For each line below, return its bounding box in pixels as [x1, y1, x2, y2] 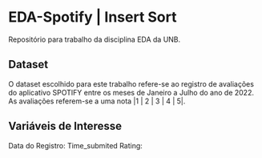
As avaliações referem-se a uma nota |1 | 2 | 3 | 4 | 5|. [8, 96, 186, 106]
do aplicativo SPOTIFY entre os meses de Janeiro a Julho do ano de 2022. [8, 87, 255, 97]
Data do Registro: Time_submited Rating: [8, 140, 143, 150]
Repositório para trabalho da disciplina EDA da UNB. [8, 34, 181, 44]
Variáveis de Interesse [8, 120, 123, 133]
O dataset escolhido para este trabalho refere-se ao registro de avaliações [8, 79, 255, 88]
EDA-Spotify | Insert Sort [8, 8, 177, 26]
